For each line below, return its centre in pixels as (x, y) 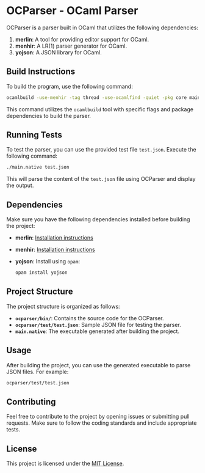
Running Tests (34, 135)
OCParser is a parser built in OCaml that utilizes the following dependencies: (102, 28)
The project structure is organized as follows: (63, 306)
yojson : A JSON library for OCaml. (58, 52)
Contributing (31, 402)
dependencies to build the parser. (49, 116)
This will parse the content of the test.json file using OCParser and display (101, 179)
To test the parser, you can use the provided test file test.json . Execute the (101, 150)
